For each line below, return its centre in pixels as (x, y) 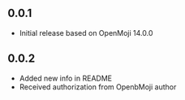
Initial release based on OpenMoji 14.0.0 (86, 33)
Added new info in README (66, 78)
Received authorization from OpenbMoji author (98, 87)
